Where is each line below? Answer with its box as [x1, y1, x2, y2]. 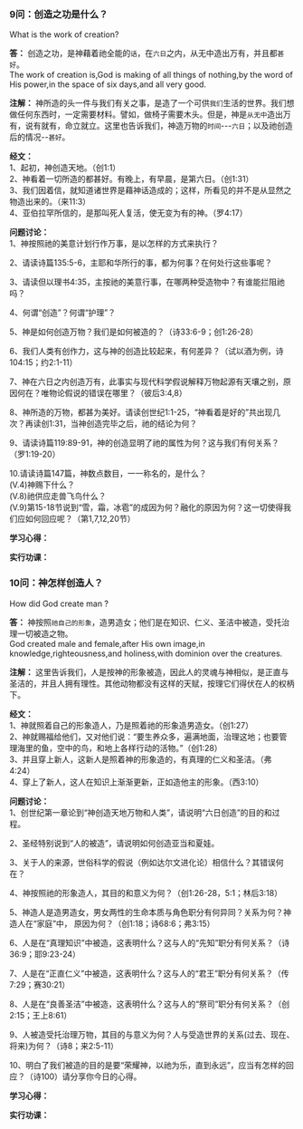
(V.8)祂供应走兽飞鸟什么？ [9, 491, 107, 502]
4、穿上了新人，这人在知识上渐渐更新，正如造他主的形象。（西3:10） [9, 777, 264, 787]
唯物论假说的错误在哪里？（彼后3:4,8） [40, 388, 187, 399]
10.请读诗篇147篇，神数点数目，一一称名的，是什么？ [9, 468, 207, 479]
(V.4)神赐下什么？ [9, 479, 75, 490]
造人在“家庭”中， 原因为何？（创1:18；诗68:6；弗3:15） [9, 918, 215, 929]
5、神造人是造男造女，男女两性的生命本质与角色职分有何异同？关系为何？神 [9, 906, 292, 917]
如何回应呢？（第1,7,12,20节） [24, 514, 136, 525]
